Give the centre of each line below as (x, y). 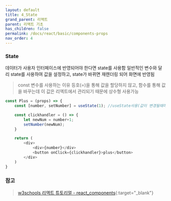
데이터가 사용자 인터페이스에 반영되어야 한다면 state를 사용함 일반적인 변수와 (81, 68)
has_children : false (27, 29)
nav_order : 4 (19, 39)
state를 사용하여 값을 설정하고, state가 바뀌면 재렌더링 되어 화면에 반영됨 (83, 74)
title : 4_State (21, 15)
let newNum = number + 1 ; (49, 120)
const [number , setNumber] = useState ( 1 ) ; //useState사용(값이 (81, 106)
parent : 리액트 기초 (24, 24)
